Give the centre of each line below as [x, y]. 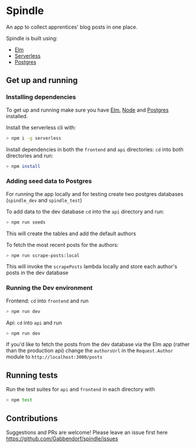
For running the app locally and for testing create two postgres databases [95, 194]
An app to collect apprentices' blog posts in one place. [72, 27]
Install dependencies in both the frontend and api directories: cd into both [95, 149]
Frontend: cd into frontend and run [47, 301]
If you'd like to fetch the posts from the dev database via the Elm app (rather [98, 344]
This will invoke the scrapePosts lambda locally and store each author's [92, 267]
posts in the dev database [37, 273]
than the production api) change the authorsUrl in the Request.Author [90, 351]
